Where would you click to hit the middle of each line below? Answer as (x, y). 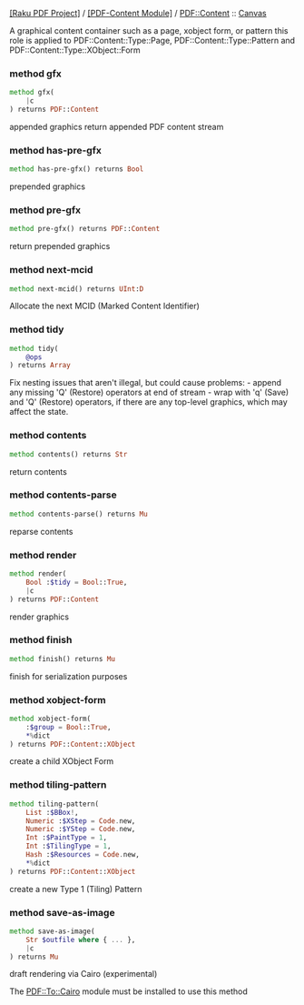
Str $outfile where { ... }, (81, 940)
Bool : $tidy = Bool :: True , (77, 582)
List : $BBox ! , (52, 812)
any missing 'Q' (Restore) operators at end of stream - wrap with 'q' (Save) (149, 392)
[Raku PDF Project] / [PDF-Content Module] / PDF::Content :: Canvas (138, 13)
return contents (39, 471)
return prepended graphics (60, 246)
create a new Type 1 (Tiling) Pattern (76, 889)
